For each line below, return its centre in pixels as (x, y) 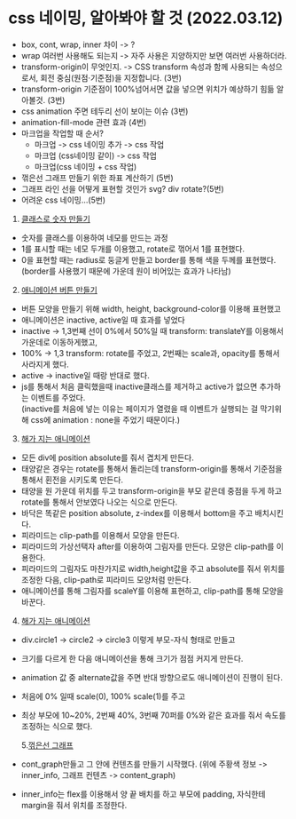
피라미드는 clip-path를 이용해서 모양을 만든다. (100, 535)
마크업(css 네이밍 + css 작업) (86, 166)
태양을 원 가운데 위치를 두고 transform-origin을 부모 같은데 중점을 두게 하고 (152, 490)
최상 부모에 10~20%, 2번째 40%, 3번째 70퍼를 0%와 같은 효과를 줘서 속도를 (153, 715)
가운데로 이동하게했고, (59, 342)
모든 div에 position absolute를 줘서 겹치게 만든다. (107, 457)
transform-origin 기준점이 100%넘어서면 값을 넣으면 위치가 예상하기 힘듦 (148, 89)
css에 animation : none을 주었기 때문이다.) (105, 419)
